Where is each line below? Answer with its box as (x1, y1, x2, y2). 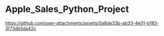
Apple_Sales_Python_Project (5, 3, 129, 15)
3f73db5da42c (5, 25, 36, 31)
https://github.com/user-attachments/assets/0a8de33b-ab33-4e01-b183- (5, 20, 159, 26)
